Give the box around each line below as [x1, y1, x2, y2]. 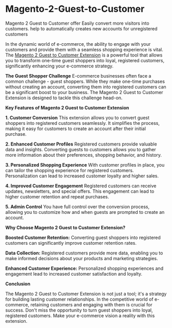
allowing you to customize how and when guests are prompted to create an [5, 209, 165, 215]
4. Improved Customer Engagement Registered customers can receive [5, 183, 157, 189]
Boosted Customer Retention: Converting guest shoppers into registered [5, 234, 161, 241]
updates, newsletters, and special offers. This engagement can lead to [5, 188, 155, 194]
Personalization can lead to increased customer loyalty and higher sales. [5, 173, 159, 179]
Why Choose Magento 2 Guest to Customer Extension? [5, 224, 126, 230]
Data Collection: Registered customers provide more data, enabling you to [5, 250, 163, 256]
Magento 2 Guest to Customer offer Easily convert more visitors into [5, 20, 150, 26]
